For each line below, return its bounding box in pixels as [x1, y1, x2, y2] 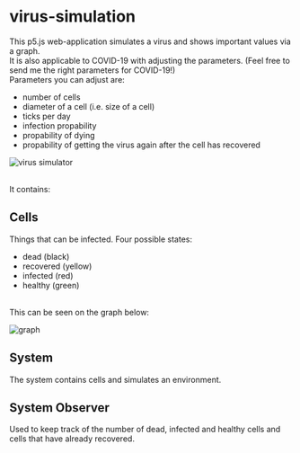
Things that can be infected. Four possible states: [9, 234, 193, 244]
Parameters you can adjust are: [9, 74, 126, 84]
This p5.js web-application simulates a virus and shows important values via [9, 36, 292, 47]
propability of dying [22, 129, 96, 140]
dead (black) [22, 251, 70, 262]
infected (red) [22, 270, 74, 280]
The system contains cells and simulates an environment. [9, 374, 222, 385]
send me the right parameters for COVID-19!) [9, 65, 176, 75]
